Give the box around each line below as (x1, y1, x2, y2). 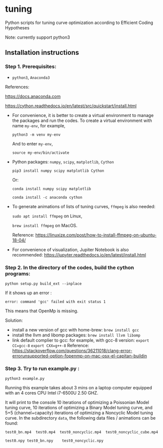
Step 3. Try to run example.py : (5, 365, 80, 372)
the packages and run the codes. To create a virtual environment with (12, 118, 152, 123)
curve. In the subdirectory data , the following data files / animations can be (5, 415, 156, 421)
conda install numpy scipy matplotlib (12, 186, 91, 191)
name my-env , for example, (12, 122, 66, 128)
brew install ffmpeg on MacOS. (12, 222, 78, 228)
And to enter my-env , (12, 141, 53, 146)
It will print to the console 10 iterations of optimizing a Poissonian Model (5, 400, 149, 405)
